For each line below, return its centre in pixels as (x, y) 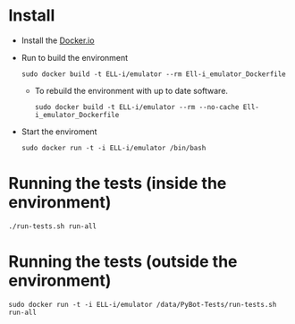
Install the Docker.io (58, 40)
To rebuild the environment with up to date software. (131, 90)
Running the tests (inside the (118, 183)
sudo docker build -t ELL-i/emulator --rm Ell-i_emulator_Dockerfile (154, 74)
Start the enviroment (59, 132)
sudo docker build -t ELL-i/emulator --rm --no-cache (137, 107)
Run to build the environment (75, 57)
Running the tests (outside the (123, 262)
